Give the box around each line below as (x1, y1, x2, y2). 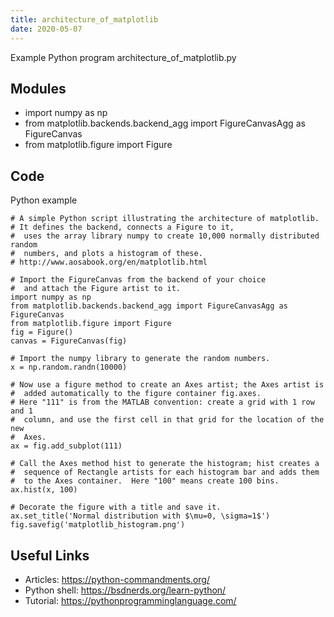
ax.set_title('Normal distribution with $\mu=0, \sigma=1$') (10, 511, 271, 521)
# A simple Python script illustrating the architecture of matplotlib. (10, 214, 320, 224)
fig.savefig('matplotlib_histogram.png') (10, 520, 186, 530)
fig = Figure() (10, 327, 74, 338)
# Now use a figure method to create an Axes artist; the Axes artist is (10, 380, 325, 390)
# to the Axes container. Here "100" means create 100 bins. (10, 476, 280, 486)
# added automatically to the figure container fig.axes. (10, 389, 262, 399)
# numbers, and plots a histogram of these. (10, 249, 203, 259)
